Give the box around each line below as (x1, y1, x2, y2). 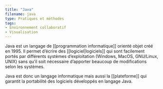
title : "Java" (5, 7, 34, 12)
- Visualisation (5, 30, 38, 35)
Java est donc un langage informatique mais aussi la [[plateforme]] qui (5, 73, 147, 79)
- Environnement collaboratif (5, 25, 67, 30)
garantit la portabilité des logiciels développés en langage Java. (5, 78, 133, 84)
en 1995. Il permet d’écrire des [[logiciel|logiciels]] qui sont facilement (5, 48, 145, 54)
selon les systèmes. (5, 64, 45, 70)
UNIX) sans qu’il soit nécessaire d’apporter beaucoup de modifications (5, 59, 147, 64)
